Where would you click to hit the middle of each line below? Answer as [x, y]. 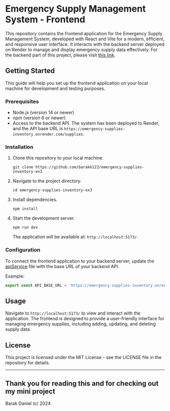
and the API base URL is [38, 129]
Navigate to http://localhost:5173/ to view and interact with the [73, 313]
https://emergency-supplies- [95, 129]
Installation [19, 147]
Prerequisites [22, 101]
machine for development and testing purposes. [55, 88]
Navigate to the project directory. [47, 181]
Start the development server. [44, 218]
